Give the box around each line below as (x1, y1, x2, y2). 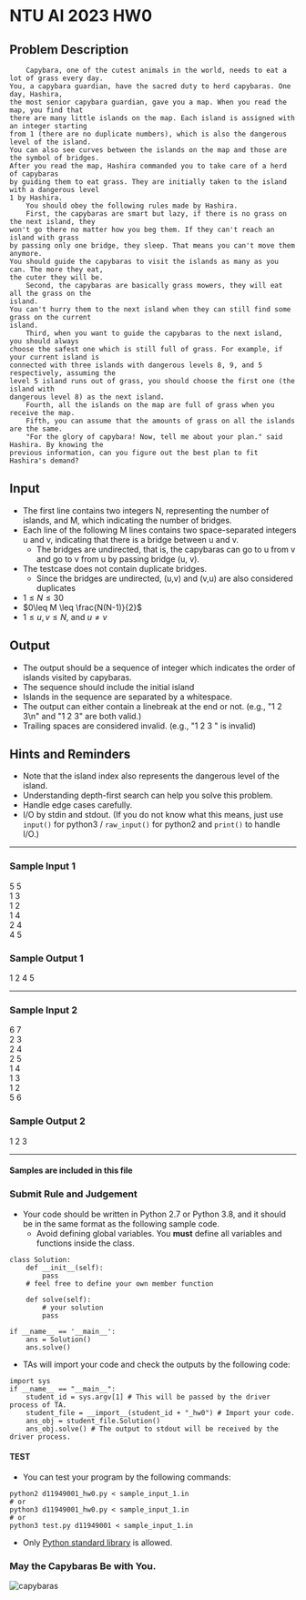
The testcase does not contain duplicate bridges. (22, 563, 208, 574)
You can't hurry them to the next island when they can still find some (9, 305, 291, 314)
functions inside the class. (36, 1238, 135, 1248)
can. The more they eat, (9, 265, 104, 274)
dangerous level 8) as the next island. (9, 392, 166, 402)
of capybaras (9, 169, 59, 178)
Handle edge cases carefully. (22, 800, 133, 810)
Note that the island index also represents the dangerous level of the (22, 770, 280, 781)
